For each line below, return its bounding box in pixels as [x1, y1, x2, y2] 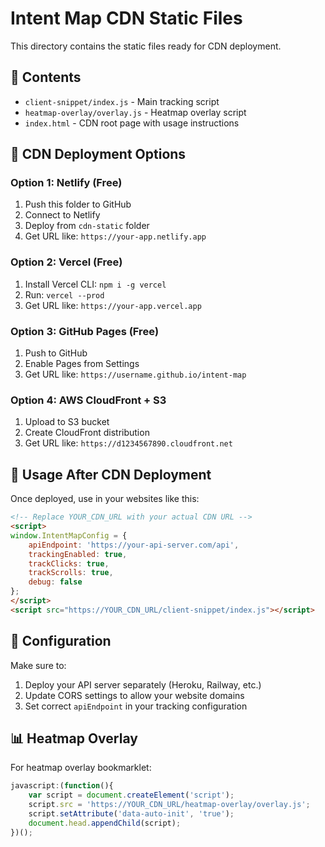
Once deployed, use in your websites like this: [10, 493, 200, 505]
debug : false [28, 577, 83, 587]
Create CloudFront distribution [24, 427, 150, 439]
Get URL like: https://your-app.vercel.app [24, 299, 202, 311]
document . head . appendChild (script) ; [28, 818, 182, 828]
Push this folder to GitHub [24, 198, 132, 211]
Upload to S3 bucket [24, 416, 110, 428]
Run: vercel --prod [24, 288, 105, 301]
